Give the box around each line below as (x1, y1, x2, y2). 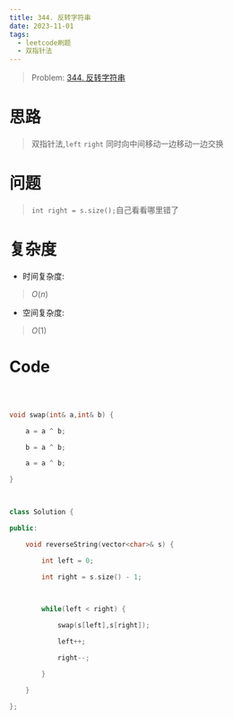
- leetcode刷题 (17, 38, 72, 48)
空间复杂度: (22, 307, 65, 318)
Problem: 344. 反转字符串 (30, 73, 125, 83)
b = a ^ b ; (25, 443, 66, 452)
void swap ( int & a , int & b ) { (9, 410, 115, 419)
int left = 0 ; (41, 556, 94, 566)
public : (9, 523, 39, 532)
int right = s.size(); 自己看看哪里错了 (30, 205, 179, 215)
